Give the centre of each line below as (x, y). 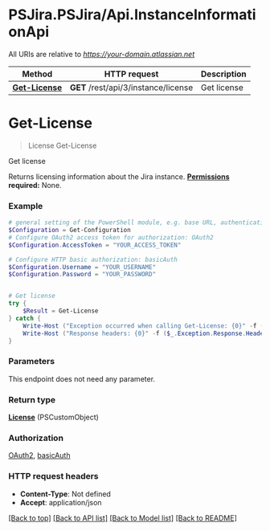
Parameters (31, 361)
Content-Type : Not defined (65, 494)
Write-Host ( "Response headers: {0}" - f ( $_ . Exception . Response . (135, 333)
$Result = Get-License (61, 311)
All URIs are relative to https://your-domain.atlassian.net (102, 54)
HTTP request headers (53, 476)
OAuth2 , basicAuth (39, 455)
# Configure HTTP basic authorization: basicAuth (93, 259)
